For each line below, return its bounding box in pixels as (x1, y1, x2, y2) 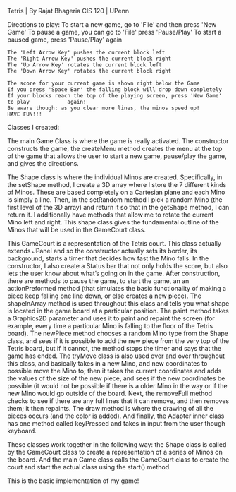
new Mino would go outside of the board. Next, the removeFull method (7, 389, 213, 397)
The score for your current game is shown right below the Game (7, 80, 200, 87)
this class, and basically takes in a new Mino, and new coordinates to (7, 359, 208, 367)
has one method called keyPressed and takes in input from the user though (7, 419, 225, 427)
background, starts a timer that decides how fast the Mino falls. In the (7, 254, 209, 263)
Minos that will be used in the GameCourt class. (7, 226, 147, 234)
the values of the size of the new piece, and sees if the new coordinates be (7, 374, 225, 383)
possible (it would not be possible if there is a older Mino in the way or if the (7, 382, 228, 390)
